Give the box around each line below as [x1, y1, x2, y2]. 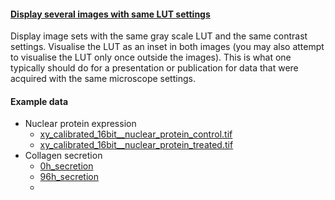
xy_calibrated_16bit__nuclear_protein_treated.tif [39, 139, 234, 151]
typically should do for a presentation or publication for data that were [10, 62, 299, 74]
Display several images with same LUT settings [10, 8, 211, 20]
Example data [10, 95, 69, 107]
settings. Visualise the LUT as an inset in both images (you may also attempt [10, 41, 325, 53]
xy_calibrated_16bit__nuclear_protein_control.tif [39, 128, 233, 140]
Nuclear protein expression [24, 118, 137, 130]
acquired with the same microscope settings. [10, 73, 196, 85]
